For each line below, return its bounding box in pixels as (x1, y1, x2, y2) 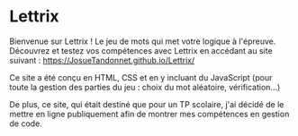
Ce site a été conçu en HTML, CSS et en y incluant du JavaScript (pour (9, 72, 273, 82)
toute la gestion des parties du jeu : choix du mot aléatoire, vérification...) (9, 81, 281, 92)
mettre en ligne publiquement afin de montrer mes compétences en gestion (9, 108, 290, 119)
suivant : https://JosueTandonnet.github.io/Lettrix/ (9, 55, 195, 65)
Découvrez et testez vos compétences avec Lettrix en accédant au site (9, 45, 273, 55)
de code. (9, 118, 42, 129)
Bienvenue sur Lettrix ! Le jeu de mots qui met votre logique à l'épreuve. (9, 36, 276, 47)
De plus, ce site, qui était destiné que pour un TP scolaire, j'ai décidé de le (9, 98, 284, 109)
